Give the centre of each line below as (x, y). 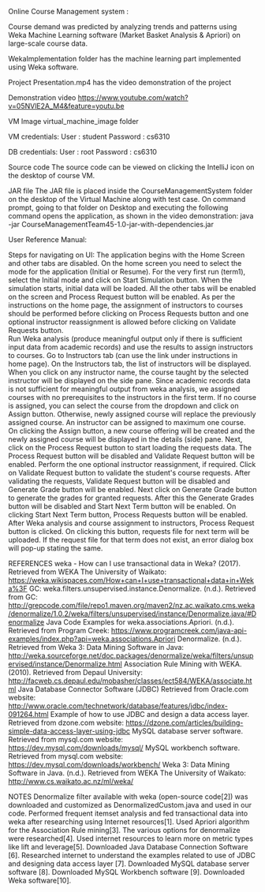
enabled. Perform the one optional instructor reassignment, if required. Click (132, 464)
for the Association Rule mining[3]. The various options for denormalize (124, 830)
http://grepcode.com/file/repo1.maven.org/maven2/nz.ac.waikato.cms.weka (132, 605)
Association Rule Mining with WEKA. (183, 664)
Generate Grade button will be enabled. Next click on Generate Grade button (132, 489)
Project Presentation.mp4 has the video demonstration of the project (120, 82)
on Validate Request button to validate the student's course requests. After (129, 473)
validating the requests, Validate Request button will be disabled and (119, 481)
